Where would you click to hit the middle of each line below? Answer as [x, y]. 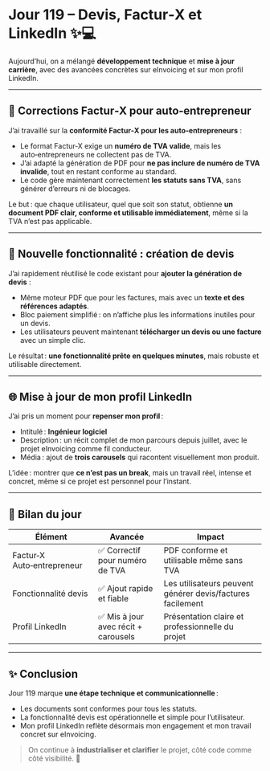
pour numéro [122, 561]
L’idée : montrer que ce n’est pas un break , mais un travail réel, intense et [130, 473]
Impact [211, 537]
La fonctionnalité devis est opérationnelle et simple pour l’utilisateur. [132, 717]
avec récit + [120, 626]
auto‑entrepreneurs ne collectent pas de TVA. [96, 154]
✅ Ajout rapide [125, 589]
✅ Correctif [119, 550]
